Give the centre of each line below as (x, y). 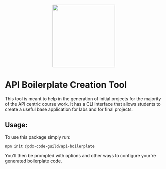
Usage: (17, 125)
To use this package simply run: (38, 137)
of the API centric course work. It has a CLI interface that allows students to (83, 104)
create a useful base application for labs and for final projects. (69, 109)
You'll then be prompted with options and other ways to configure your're (81, 155)
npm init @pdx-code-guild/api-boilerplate (50, 146)
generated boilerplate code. (34, 161)
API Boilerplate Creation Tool (66, 85)
